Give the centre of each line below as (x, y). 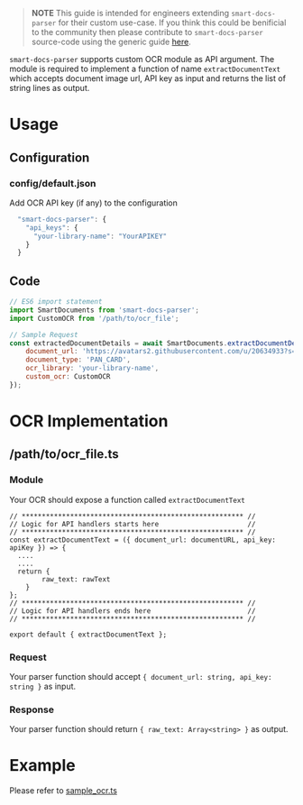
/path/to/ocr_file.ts (64, 454)
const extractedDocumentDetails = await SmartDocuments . (119, 343)
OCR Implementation (89, 421)
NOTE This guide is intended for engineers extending (130, 13)
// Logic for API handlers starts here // (133, 524)
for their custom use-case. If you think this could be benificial (172, 23)
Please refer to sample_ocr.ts (63, 791)
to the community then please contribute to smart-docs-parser (147, 32)
